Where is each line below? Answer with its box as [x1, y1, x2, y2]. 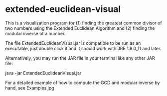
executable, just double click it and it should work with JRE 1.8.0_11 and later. [5, 45, 162, 51]
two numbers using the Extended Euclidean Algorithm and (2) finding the [5, 25, 155, 31]
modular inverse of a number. [5, 30, 66, 36]
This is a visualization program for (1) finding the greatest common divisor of [5, 20, 162, 26]
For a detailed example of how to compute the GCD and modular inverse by [5, 80, 161, 86]
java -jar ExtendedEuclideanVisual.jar [5, 70, 82, 76]
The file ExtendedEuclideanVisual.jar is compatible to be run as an [5, 40, 141, 46]
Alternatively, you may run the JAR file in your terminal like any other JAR [5, 55, 156, 61]
